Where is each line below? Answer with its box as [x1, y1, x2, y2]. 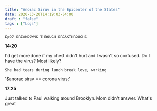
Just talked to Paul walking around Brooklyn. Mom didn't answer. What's [5, 95, 152, 101]
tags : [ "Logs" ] [5, 21, 38, 26]
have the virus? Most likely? [5, 58, 62, 64]
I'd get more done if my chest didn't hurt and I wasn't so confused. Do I [5, 53, 150, 59]
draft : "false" [5, 16, 38, 21]
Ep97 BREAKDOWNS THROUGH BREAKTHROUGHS [5, 35, 87, 39]
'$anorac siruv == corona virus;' [5, 76, 70, 82]
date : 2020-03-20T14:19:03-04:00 [5, 12, 74, 17]
